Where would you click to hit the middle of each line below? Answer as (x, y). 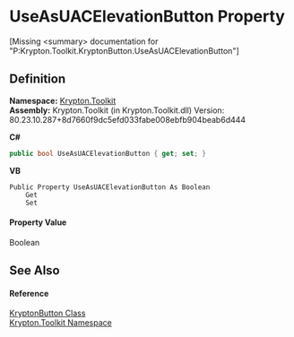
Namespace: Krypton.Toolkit (63, 100)
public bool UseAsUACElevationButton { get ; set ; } (108, 153)
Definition (37, 79)
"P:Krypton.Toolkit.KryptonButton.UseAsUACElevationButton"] (124, 50)
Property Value (38, 222)
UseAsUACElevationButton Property (147, 17)
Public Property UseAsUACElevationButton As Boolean (110, 187)
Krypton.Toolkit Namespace (61, 323)
